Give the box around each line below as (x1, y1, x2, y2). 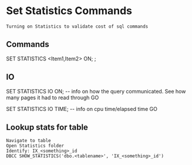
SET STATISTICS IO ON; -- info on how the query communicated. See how (6, 87, 186, 95)
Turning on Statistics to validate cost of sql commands (6, 23, 149, 29)
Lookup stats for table (6, 122, 88, 132)
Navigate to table (6, 138, 51, 144)
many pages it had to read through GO (6, 94, 99, 101)
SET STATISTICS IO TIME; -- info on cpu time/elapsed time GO (6, 105, 157, 112)
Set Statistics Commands (6, 4, 133, 18)
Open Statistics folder (6, 143, 65, 149)
